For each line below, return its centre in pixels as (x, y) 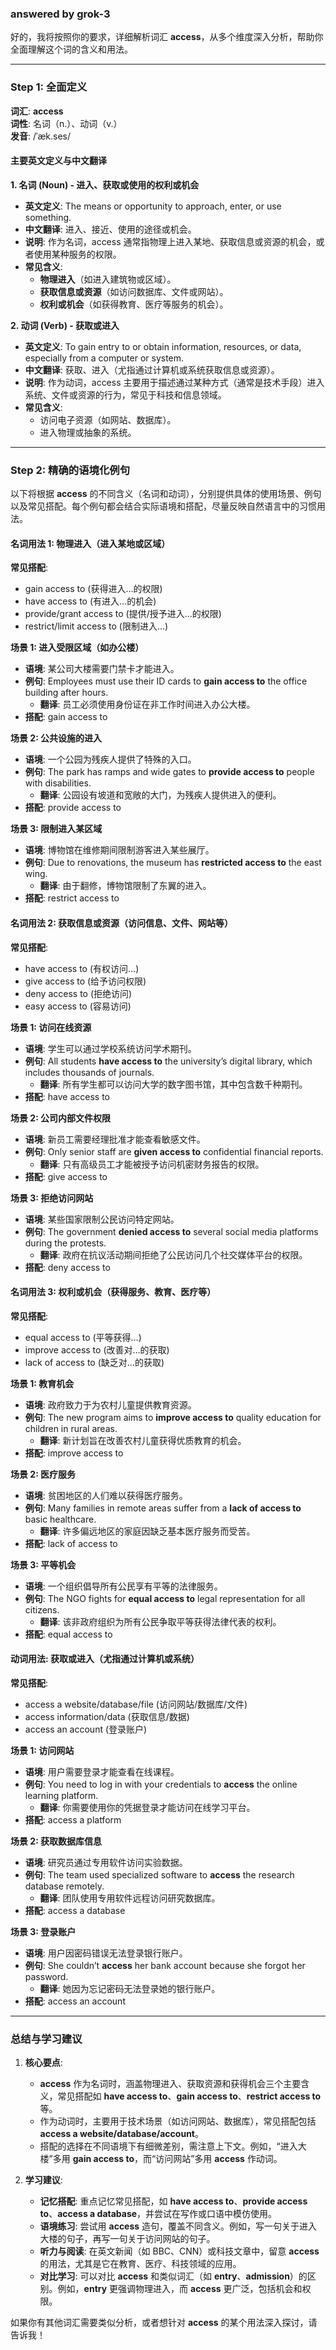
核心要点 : (43, 2063)
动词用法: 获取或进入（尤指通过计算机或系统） (105, 1659)
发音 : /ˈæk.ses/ (41, 136)
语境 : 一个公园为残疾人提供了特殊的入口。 (110, 759)
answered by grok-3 (60, 14)
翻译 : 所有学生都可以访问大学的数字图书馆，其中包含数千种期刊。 (173, 1084)
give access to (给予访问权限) (85, 981)
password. (46, 1976)
